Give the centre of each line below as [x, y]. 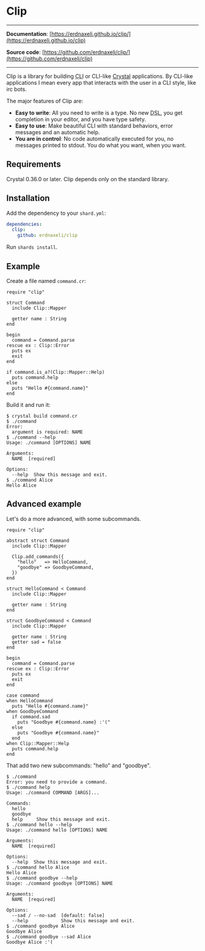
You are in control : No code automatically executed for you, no [94, 138]
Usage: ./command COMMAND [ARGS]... [53, 792]
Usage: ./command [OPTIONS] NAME [49, 443]
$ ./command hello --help [39, 825]
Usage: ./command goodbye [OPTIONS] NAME [60, 883]
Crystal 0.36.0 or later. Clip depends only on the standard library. [88, 179]
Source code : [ [25, 52]
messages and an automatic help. [58, 132]
